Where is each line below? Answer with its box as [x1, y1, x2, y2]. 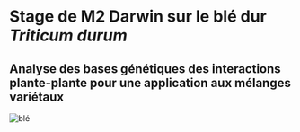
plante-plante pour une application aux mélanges [9, 75, 292, 91]
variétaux [9, 89, 65, 104]
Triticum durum [9, 25, 128, 46]
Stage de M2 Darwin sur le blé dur [9, 6, 267, 27]
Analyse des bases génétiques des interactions [9, 61, 281, 76]
